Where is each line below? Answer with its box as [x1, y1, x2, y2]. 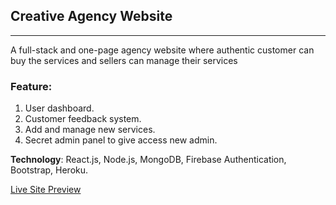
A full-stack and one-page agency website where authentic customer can [10, 44, 315, 56]
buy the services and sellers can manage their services [10, 54, 238, 66]
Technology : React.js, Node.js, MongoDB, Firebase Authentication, [10, 154, 287, 166]
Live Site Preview [10, 184, 82, 196]
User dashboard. [24, 102, 95, 114]
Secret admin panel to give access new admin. [24, 134, 218, 146]
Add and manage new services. [24, 124, 156, 136]
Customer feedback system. [24, 113, 142, 125]
